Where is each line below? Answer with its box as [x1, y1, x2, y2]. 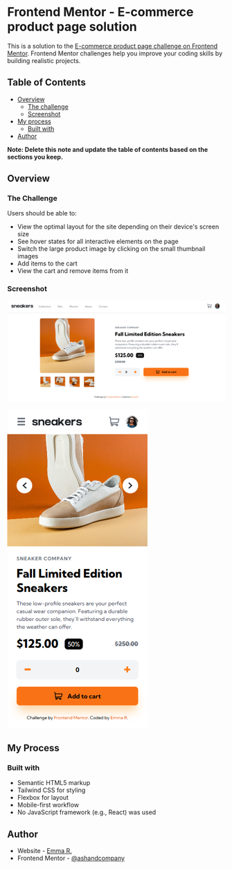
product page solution [7, 19, 137, 35]
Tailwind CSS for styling [17, 786, 86, 794]
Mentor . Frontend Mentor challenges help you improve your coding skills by [7, 49, 223, 58]
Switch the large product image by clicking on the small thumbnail [17, 245, 206, 253]
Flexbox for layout [17, 793, 69, 802]
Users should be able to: [7, 209, 78, 218]
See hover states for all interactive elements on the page [17, 237, 179, 246]
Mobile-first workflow [17, 801, 80, 809]
